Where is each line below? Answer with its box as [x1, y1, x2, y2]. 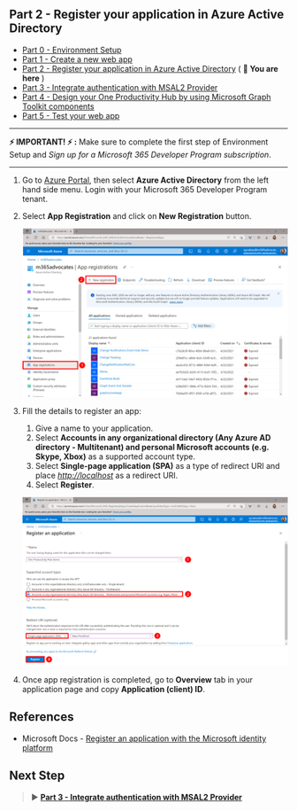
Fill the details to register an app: [21, 405, 141, 416]
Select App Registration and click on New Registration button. [21, 210, 252, 221]
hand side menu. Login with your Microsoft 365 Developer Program [21, 183, 268, 194]
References [9, 709, 74, 725]
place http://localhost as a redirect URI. [34, 470, 179, 480]
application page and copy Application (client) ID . [21, 684, 206, 695]
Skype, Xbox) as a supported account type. [34, 451, 196, 462]
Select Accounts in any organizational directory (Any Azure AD [34, 432, 271, 442]
